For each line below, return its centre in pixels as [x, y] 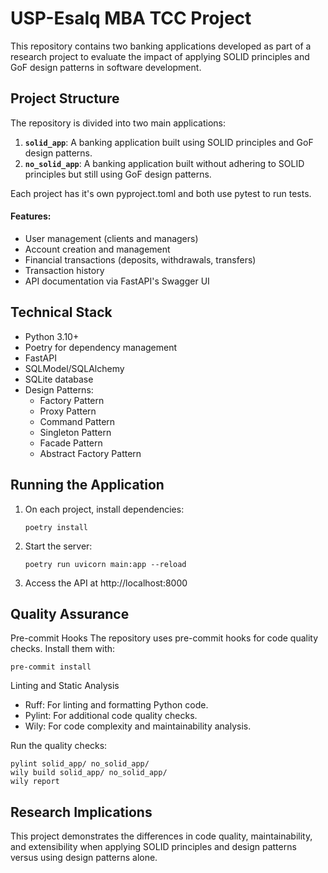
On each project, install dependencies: [104, 509]
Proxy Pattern [68, 411]
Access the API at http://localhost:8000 [106, 583]
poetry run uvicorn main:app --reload [105, 564]
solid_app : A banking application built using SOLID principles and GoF [169, 142]
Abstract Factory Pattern [90, 453]
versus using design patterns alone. [84, 858]
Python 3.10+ [52, 336]
